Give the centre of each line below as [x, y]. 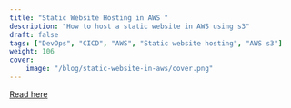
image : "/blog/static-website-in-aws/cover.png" [120, 69]
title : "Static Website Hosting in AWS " [89, 18]
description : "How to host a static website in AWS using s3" [130, 26]
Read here [29, 94]
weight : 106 [32, 52]
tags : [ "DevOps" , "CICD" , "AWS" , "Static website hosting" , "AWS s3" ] [146, 43]
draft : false [34, 34]
